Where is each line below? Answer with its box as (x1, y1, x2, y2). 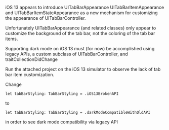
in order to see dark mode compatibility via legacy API (5, 119, 118, 125)
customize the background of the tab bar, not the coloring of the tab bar (5, 30, 155, 36)
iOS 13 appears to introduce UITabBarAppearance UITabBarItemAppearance (5, 5, 164, 10)
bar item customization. (5, 72, 55, 78)
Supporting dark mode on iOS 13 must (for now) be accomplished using (5, 46, 155, 51)
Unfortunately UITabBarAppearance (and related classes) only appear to (5, 25, 156, 31)
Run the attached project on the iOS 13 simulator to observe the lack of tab (5, 66, 161, 72)
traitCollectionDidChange (5, 56, 58, 62)
